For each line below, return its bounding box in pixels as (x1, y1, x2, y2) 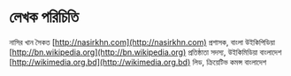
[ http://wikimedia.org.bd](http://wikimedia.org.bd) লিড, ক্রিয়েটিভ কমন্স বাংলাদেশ (9, 57, 267, 67)
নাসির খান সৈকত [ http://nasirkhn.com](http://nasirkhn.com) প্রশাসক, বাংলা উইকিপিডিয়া (9, 36, 276, 47)
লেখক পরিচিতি (9, 7, 80, 27)
